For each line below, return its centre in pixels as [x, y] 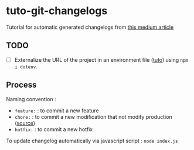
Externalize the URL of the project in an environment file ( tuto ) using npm [101, 59]
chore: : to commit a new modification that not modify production [93, 116]
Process [21, 85]
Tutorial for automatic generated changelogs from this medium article [90, 27]
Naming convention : [31, 99]
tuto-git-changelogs [57, 11]
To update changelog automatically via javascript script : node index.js [92, 141]
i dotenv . [26, 66]
